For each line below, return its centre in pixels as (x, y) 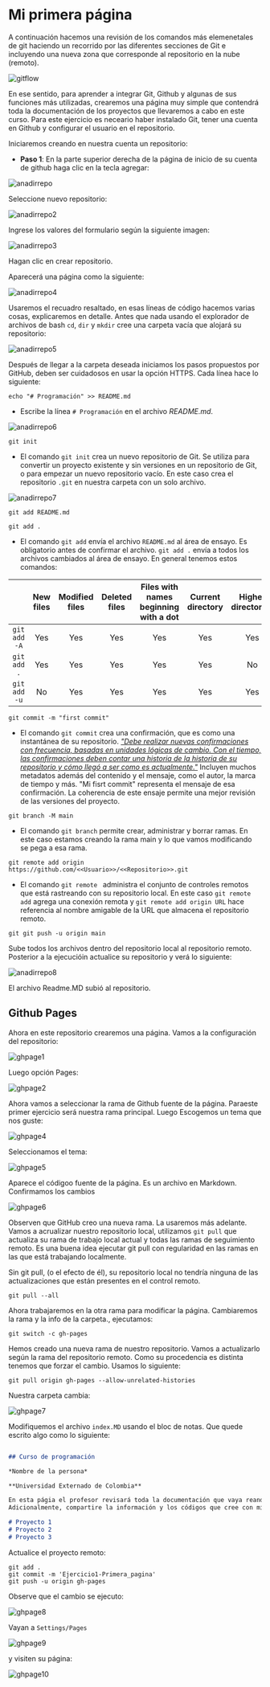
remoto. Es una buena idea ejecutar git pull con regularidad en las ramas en (133, 1248)
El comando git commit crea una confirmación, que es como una (127, 732)
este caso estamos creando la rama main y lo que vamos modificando (136, 839)
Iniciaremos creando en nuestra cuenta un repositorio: (98, 143)
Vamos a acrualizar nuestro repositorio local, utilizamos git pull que (123, 1230)
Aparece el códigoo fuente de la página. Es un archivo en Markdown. (123, 1182)
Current (205, 596)
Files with (160, 587)
